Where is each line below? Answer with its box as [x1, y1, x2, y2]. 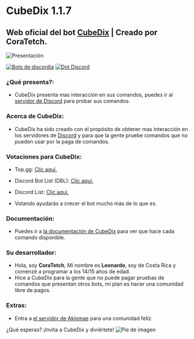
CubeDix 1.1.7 [6, 4, 72, 18]
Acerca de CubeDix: [6, 112, 64, 121]
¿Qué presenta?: [6, 78, 54, 86]
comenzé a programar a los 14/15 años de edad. [14, 268, 130, 275]
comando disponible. [14, 234, 65, 241]
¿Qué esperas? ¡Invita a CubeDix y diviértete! [6, 326, 115, 333]
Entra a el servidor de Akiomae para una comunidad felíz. [14, 314, 153, 321]
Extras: [6, 302, 27, 310]
